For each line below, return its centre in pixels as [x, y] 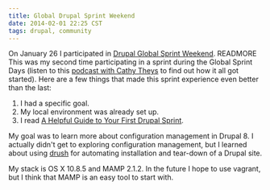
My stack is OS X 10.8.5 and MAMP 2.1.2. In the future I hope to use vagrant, [135, 169]
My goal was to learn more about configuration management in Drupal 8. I [131, 136]
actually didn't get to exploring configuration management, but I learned [128, 145]
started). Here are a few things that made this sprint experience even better [134, 79]
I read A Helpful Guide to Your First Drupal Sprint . [102, 121]
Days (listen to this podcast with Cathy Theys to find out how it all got [124, 71]
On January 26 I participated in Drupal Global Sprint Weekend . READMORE [133, 54]
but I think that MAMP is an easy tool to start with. [91, 177]
